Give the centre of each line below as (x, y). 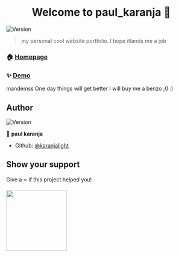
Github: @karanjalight (42, 145)
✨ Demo (18, 75)
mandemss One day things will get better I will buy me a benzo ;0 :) (90, 89)
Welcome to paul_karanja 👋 (101, 12)
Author (20, 107)
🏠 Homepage (27, 57)
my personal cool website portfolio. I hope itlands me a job (94, 41)
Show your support (43, 165)
